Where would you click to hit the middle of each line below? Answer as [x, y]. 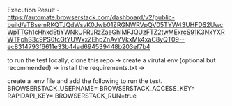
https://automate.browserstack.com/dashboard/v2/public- [91, 17]
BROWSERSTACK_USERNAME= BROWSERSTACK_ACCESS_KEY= [101, 88]
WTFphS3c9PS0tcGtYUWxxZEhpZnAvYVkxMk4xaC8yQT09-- [96, 39]
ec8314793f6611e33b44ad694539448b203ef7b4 [79, 47]
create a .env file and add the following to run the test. [85, 81]
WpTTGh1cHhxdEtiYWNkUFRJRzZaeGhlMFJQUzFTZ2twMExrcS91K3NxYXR [116, 32]
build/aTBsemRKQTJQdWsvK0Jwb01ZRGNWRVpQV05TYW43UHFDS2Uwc [115, 25]
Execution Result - [33, 10]
